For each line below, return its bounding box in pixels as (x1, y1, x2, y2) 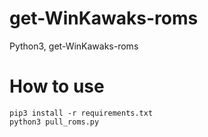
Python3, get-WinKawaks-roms (9, 40, 139, 52)
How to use (9, 75, 105, 98)
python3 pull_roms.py (9, 117, 100, 127)
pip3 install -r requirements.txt (9, 108, 154, 118)
